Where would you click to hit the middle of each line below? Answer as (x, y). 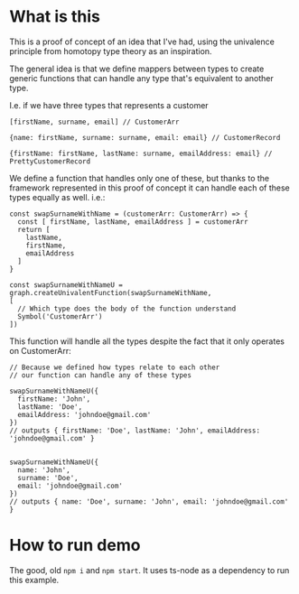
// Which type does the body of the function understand (127, 309)
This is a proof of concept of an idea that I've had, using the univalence (142, 42)
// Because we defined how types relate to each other (115, 367)
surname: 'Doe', (48, 478)
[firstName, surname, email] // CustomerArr (94, 122)
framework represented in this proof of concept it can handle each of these (150, 188)
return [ (34, 229)
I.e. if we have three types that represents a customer (109, 105)
